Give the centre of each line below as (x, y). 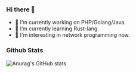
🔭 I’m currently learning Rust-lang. (57, 28)
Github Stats (25, 50)
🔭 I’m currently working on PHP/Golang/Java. (70, 23)
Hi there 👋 (21, 9)
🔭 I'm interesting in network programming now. (72, 35)
